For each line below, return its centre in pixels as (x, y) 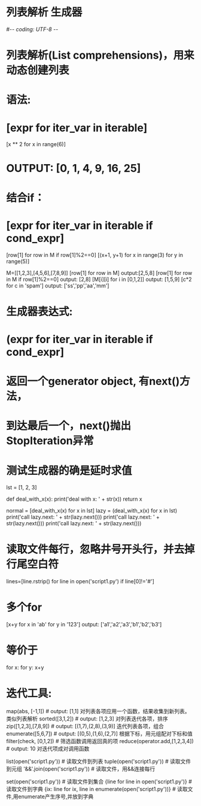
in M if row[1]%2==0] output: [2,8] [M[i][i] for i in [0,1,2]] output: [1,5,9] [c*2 (99, 279)
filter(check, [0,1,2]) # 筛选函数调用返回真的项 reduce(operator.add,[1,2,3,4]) (100, 741)
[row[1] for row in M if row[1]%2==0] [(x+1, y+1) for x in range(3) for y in (95, 254)
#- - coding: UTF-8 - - (32, 29)
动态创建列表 (38, 70)
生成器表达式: (39, 311)
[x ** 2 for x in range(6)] (36, 144)
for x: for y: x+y (25, 668)
